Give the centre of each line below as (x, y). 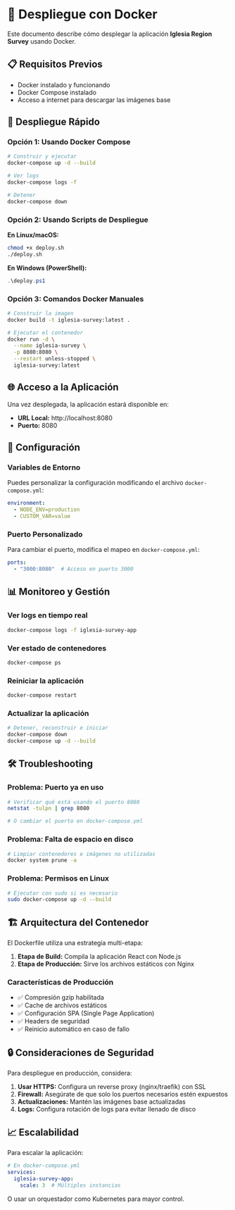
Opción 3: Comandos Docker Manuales (76, 298)
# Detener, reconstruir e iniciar (58, 728)
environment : (26, 503)
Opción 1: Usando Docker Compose (69, 142)
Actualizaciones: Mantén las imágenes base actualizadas (102, 1102)
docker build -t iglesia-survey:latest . (69, 320)
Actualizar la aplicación (48, 713)
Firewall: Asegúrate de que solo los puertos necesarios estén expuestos (123, 1095)
